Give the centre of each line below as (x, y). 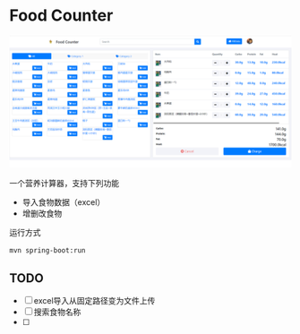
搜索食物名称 (57, 312)
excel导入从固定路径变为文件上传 (94, 300)
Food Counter (61, 16)
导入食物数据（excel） (64, 202)
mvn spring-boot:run (48, 251)
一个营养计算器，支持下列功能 (64, 184)
